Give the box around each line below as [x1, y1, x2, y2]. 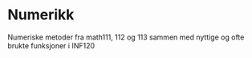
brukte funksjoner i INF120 [7, 40, 96, 50]
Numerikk [7, 6, 75, 24]
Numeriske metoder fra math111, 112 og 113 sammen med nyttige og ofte [7, 32, 245, 42]
